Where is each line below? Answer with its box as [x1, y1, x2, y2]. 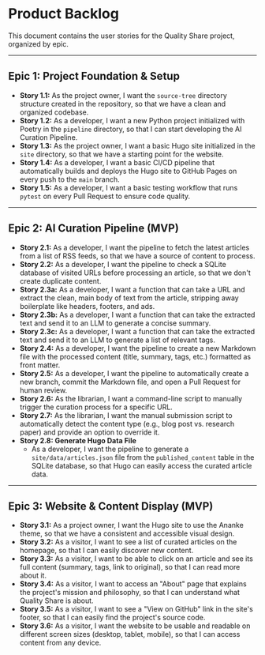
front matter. [19, 360, 61, 370]
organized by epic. [8, 39, 69, 48]
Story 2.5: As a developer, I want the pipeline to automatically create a [19, 368, 249, 378]
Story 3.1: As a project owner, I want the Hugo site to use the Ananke [19, 521, 244, 530]
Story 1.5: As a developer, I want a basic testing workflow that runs [19, 183, 238, 192]
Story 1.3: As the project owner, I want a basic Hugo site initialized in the [19, 141, 256, 150]
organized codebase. [19, 107, 89, 117]
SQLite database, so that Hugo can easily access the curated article [31, 461, 252, 470]
